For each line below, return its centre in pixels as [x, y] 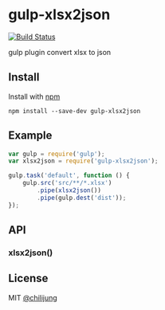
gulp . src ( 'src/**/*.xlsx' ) [67, 183]
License [28, 279]
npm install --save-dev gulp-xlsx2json [75, 111]
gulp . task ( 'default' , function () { [69, 176]
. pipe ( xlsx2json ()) [69, 190]
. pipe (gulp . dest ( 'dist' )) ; [82, 198]
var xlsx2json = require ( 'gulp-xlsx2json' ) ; [83, 161]
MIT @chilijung [33, 297]
